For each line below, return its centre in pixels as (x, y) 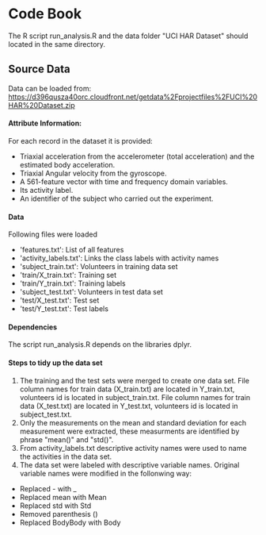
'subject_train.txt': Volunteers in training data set (99, 267)
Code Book (45, 14)
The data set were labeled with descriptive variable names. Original (129, 464)
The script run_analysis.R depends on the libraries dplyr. (100, 344)
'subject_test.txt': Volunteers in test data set (91, 292)
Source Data (39, 69)
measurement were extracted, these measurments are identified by (129, 431)
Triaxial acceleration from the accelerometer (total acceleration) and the (137, 156)
